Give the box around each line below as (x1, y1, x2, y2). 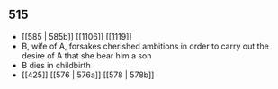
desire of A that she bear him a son (21, 49, 152, 61)
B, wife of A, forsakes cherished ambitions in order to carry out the (21, 40, 269, 51)
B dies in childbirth (21, 59, 91, 70)
